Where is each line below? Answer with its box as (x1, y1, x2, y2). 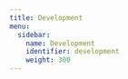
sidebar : (17, 30, 51, 39)
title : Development (9, 13, 84, 23)
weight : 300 (25, 55, 71, 64)
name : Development (25, 38, 95, 48)
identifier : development (25, 47, 120, 56)
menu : (9, 22, 30, 31)
